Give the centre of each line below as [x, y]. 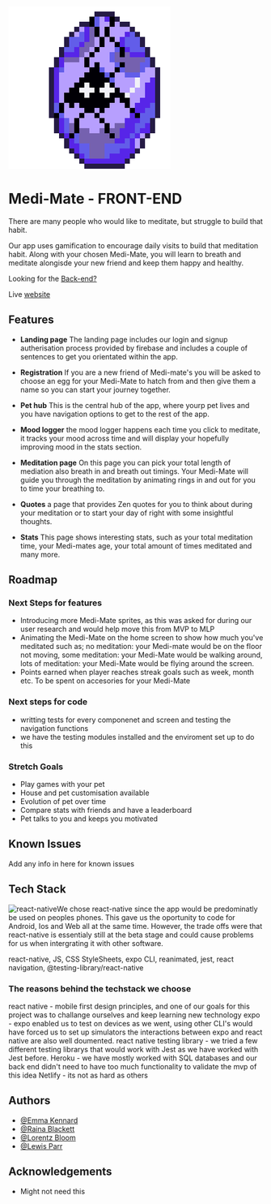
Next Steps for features [55, 603]
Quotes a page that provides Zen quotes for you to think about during [136, 504]
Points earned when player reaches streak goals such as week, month [137, 673]
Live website [30, 294]
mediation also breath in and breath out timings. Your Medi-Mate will [134, 471]
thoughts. [36, 521]
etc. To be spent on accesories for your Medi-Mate [105, 681]
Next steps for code [48, 702]
